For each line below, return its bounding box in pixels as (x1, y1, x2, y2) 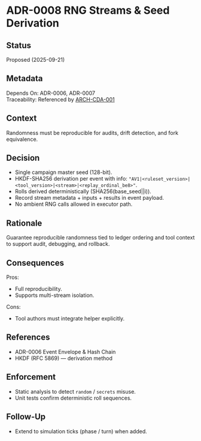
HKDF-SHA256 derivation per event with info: (14, 175, 127, 182)
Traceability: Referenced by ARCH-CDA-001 (6, 95, 115, 103)
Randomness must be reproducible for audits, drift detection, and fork (6, 129, 178, 136)
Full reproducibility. (14, 286, 62, 293)
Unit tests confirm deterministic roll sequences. (14, 394, 132, 401)
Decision (6, 153, 40, 163)
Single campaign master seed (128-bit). (14, 169, 112, 176)
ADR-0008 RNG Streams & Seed (6, 4, 170, 17)
